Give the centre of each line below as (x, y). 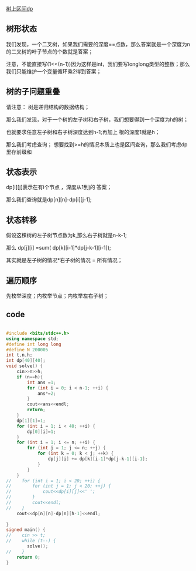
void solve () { (25, 366)
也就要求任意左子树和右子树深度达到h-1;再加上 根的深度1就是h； (83, 132)
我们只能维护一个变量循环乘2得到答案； (54, 71)
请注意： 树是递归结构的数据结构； (48, 107)
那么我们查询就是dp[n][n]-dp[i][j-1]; (49, 200)
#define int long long (34, 344)
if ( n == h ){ (30, 377)
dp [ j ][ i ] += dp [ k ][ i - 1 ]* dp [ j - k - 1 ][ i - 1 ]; (98, 459)
